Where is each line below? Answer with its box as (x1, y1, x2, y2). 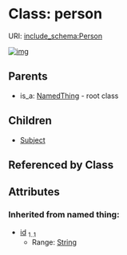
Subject (19, 135, 46, 144)
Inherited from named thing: (8, 209, 120, 220)
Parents (8, 69, 48, 84)
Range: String (31, 237, 77, 247)
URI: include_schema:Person (8, 31, 102, 41)
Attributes (8, 185, 60, 199)
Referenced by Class (8, 158, 114, 171)
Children (8, 114, 52, 127)
